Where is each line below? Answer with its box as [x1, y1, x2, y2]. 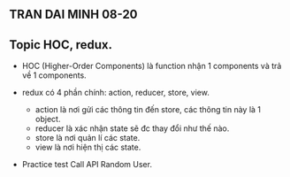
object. [34, 114, 61, 125]
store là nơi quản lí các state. [34, 133, 141, 143]
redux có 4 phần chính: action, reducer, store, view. [21, 88, 210, 98]
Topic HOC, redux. [9, 37, 113, 52]
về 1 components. [21, 70, 87, 81]
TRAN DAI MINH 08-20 [9, 7, 139, 22]
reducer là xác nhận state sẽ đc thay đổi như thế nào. [34, 123, 230, 134]
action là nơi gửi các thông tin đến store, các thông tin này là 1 [34, 104, 262, 115]
